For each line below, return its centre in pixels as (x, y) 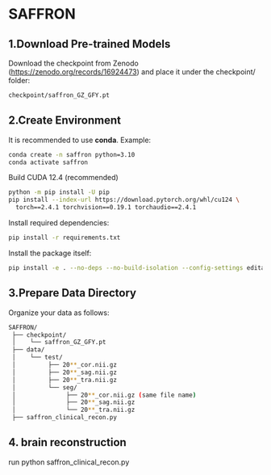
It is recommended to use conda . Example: (80, 140)
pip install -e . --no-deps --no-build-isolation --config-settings (126, 267)
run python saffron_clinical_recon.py (69, 462)
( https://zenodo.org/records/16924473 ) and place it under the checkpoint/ (132, 72)
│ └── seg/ (45, 387)
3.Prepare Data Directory (73, 293)
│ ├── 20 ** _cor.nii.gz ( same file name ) (104, 395)
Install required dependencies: (59, 223)
